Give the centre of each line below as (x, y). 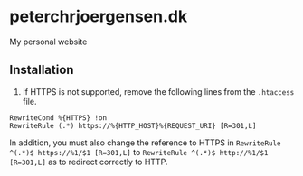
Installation (42, 70)
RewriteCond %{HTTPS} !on (58, 118)
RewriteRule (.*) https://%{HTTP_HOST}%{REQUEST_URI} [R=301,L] (133, 125)
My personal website (48, 42)
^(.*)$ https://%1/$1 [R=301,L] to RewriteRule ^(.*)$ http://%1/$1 (139, 152)
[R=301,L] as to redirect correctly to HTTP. (89, 162)
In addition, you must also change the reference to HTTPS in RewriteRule (145, 143)
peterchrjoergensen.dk (99, 17)
